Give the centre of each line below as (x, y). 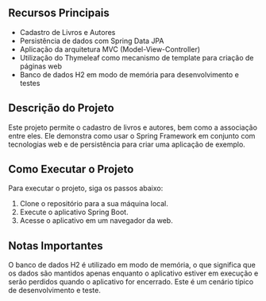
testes (30, 83)
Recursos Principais (59, 13)
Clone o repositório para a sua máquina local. (94, 204)
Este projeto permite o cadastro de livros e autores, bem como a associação (133, 127)
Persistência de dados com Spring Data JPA (92, 41)
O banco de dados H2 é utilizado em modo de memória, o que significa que (132, 265)
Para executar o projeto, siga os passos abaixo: (86, 188)
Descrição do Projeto (61, 108)
